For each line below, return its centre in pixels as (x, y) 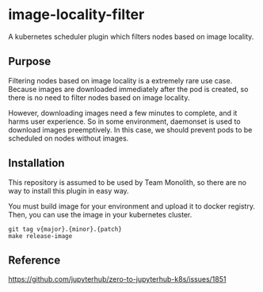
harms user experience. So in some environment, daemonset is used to (124, 121)
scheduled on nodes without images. (69, 138)
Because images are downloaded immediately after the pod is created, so (128, 89)
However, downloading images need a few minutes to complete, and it (123, 113)
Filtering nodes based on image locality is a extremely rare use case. (120, 80)
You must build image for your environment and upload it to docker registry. (132, 206)
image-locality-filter (76, 15)
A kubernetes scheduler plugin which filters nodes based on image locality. (131, 36)
